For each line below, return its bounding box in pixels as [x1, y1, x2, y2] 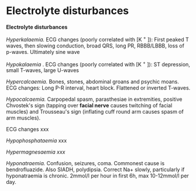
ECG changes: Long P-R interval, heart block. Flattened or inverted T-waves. [6, 84, 191, 91]
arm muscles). [6, 114, 41, 121]
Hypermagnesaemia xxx [6, 148, 66, 156]
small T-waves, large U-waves [6, 67, 80, 74]
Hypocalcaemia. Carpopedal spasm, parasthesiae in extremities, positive [6, 95, 183, 103]
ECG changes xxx [6, 126, 49, 133]
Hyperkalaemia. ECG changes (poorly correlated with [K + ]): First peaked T [6, 35, 189, 43]
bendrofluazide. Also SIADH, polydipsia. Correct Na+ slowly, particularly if [6, 166, 185, 173]
